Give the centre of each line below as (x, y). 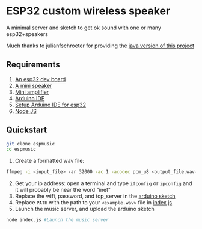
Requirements (33, 65)
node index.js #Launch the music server (58, 220)
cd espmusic (21, 149)
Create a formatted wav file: (50, 161)
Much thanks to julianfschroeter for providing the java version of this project (100, 46)
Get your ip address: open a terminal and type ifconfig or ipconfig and (103, 183)
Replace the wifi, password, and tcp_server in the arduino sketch (95, 196)
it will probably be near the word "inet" (63, 190)
